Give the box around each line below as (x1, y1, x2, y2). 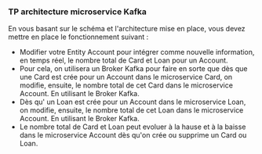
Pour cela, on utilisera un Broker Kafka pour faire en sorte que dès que (19, 64, 248, 73)
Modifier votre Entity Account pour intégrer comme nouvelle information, (19, 48, 255, 57)
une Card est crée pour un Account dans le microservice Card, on (19, 73, 233, 82)
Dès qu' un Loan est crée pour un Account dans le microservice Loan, (19, 97, 246, 107)
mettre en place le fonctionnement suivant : (8, 32, 149, 41)
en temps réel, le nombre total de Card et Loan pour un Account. (19, 56, 229, 65)
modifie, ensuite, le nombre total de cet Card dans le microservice (19, 81, 234, 90)
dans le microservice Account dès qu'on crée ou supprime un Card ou (19, 131, 247, 140)
